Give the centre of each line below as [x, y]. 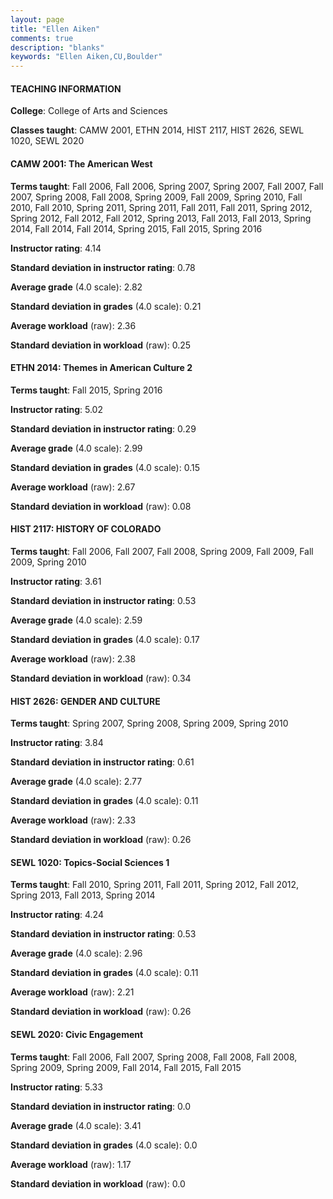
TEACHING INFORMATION [66, 88]
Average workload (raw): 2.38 [73, 658]
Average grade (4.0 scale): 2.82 [76, 287]
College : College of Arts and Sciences [89, 111]
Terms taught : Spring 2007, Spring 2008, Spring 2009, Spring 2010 [149, 723]
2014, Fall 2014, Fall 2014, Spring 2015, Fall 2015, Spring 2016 [136, 228]
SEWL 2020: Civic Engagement [77, 1034]
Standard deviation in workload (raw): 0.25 [101, 345]
